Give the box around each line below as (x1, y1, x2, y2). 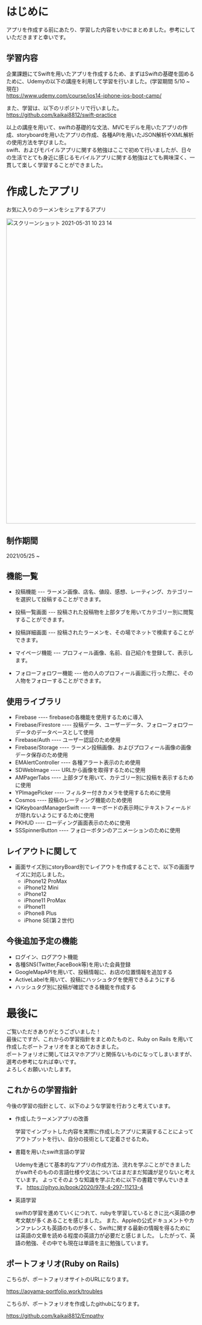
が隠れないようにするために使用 (14, 812, 94, 819)
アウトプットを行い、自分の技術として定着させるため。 (14, 1135, 152, 1142)
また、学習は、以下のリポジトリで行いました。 (6, 104, 122, 112)
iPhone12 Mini (23, 884, 59, 891)
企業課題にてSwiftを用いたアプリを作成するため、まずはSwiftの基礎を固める (6, 70, 195, 77)
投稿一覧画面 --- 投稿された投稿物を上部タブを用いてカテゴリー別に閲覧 (14, 609, 194, 616)
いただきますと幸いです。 (6, 33, 69, 40)
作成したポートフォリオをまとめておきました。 (6, 1043, 122, 1050)
